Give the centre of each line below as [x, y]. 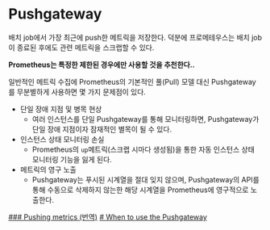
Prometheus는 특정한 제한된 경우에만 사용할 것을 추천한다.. [102, 65]
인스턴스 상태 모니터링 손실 [62, 139]
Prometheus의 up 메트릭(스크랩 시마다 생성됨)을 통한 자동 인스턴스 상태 [143, 149]
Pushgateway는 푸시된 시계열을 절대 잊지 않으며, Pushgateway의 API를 [145, 179]
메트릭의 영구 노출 [48, 169]
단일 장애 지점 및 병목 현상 [61, 109]
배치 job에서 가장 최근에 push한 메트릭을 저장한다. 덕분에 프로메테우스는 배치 [129, 37]
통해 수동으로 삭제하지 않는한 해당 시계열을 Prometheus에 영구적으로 [140, 190]
